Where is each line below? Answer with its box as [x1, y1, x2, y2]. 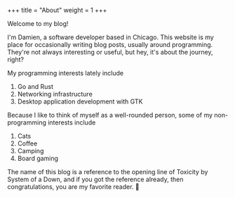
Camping [17, 147, 44, 155]
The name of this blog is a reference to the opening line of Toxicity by [7, 168, 208, 176]
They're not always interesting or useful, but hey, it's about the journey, [7, 48, 213, 56]
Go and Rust [17, 83, 54, 90]
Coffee [17, 139, 38, 148]
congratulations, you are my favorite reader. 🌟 [7, 183, 140, 191]
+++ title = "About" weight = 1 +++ [7, 6, 107, 14]
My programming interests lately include [7, 69, 124, 77]
